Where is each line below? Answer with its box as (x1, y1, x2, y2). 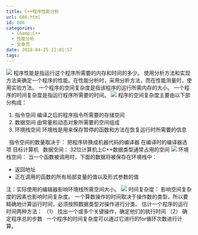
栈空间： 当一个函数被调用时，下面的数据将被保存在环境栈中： (6, 153, 157, 160)
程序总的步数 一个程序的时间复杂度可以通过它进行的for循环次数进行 (11, 215, 178, 222)
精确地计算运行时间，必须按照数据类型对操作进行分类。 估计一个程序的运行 (6, 200, 189, 207)
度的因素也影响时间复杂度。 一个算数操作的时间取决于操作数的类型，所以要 (6, 193, 189, 200)
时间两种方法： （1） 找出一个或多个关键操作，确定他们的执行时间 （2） (6, 207, 181, 215)
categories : (6, 25, 35, 31)
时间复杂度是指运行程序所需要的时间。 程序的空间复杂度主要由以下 (16, 91, 186, 98)
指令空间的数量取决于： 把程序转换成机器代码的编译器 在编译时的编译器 (8, 138, 183, 145)
